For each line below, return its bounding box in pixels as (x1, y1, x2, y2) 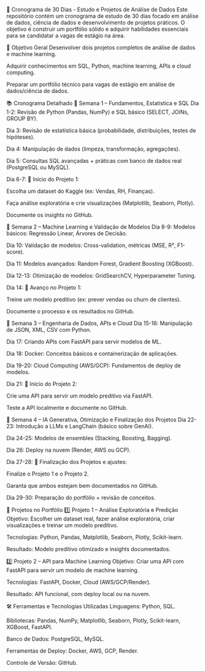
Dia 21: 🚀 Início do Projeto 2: (6, 380, 77, 387)
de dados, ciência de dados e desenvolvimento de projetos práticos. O (6, 19, 185, 26)
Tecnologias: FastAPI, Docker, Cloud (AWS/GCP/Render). (6, 578, 151, 586)
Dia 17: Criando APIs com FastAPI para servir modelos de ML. (6, 338, 161, 345)
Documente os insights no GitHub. (6, 211, 93, 218)
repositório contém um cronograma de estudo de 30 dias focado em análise (6, 12, 199, 20)
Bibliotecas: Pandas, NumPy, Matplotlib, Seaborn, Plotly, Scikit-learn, (6, 617, 181, 624)
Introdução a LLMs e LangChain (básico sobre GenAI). (16, 423, 153, 430)
